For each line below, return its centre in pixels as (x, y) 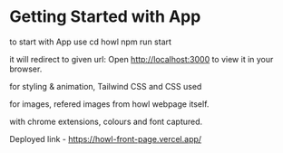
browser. (26, 69)
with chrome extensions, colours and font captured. (106, 121)
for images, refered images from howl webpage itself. (109, 104)
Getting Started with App (105, 17)
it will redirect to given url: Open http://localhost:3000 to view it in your (141, 59)
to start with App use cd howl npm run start (91, 42)
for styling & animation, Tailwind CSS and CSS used (106, 86)
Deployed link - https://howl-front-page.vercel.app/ (106, 139)
